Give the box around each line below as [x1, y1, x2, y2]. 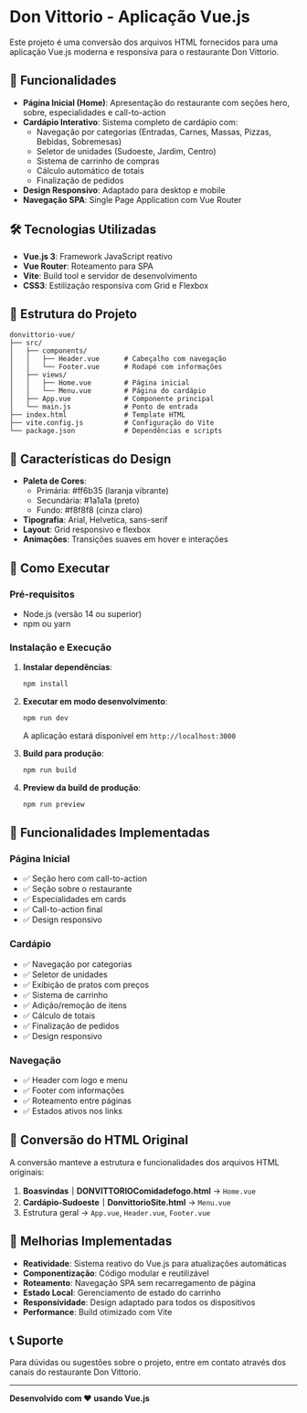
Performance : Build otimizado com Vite [22, 1306, 173, 1317]
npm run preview [22, 800, 85, 809]
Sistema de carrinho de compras [36, 155, 160, 166]
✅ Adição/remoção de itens [22, 999, 128, 1011]
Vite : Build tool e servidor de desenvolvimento [22, 270, 198, 281]
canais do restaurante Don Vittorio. [9, 1366, 142, 1377]
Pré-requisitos [9, 588, 75, 600]
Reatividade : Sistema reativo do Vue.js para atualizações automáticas [22, 1258, 287, 1269]
